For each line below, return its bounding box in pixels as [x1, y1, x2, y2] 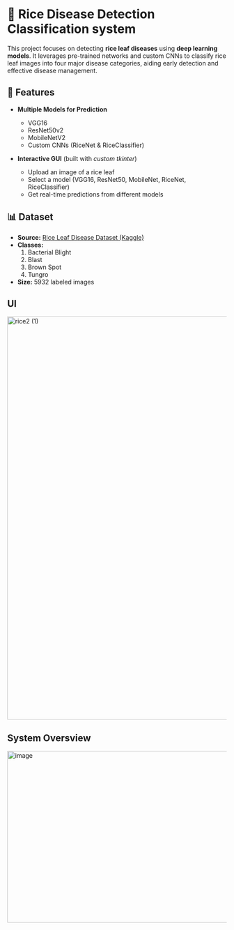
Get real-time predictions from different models [27, 190, 164, 198]
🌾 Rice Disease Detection [7, 6, 155, 22]
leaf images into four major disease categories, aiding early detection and [7, 59, 219, 67]
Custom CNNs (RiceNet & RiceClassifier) [27, 141, 145, 149]
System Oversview [7, 732, 91, 744]
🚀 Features [7, 86, 55, 98]
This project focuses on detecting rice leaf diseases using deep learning [7, 44, 218, 52]
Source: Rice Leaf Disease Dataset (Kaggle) [17, 233, 144, 241]
